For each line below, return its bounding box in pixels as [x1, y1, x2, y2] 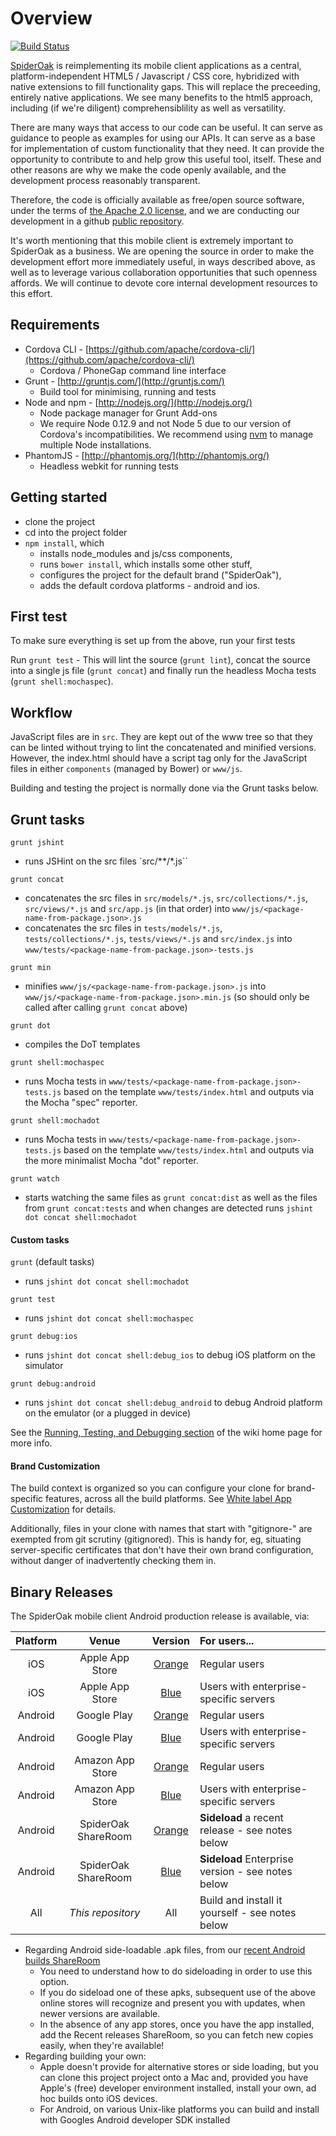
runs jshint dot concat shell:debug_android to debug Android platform [24, 1397, 323, 1409]
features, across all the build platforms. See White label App [45, 1493, 292, 1505]
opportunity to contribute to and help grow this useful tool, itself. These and [10, 153, 322, 165]
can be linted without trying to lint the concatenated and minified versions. [10, 742, 317, 754]
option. [39, 1976, 70, 1988]
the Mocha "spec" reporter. [24, 1097, 138, 1108]
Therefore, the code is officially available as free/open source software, [10, 193, 305, 206]
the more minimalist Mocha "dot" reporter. [24, 1155, 199, 1166]
